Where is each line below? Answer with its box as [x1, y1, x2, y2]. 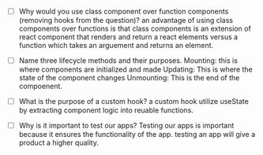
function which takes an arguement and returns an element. [18, 41, 214, 50]
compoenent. [18, 82, 62, 91]
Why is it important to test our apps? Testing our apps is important [18, 121, 235, 131]
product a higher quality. [18, 138, 100, 148]
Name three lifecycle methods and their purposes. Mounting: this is [18, 56, 239, 65]
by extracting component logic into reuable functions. [18, 105, 194, 115]
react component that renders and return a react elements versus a [18, 32, 239, 42]
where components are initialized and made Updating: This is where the [18, 65, 254, 74]
